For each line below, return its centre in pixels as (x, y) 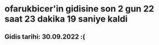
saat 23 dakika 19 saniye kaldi (66, 19)
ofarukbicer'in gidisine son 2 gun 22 (79, 9)
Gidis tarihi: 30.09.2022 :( (45, 37)
